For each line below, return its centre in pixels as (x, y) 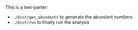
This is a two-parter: (27, 7)
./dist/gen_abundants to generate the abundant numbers (73, 17)
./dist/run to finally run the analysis (51, 22)
